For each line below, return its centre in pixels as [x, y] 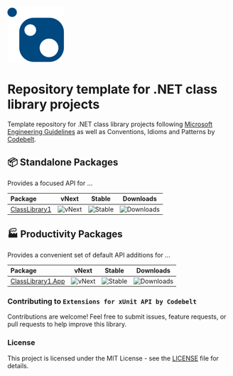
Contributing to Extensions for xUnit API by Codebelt [102, 301]
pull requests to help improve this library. [67, 324]
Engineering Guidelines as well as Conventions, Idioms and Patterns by [111, 131]
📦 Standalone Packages [63, 162]
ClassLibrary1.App [38, 281]
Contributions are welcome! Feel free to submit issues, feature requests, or [117, 317]
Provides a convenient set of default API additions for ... [89, 255]
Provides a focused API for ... [50, 183]
